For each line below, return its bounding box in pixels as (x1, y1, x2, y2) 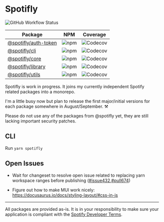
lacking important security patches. (5, 118, 77, 124)
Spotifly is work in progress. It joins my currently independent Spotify (5, 83, 145, 89)
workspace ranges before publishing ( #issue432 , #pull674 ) (12, 177, 131, 183)
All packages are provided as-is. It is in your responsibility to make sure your (5, 206, 159, 212)
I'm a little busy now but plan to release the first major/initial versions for (5, 98, 150, 104)
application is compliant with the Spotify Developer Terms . (5, 211, 123, 217)
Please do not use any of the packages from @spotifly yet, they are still (5, 113, 149, 119)
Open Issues (5, 160, 44, 168)
